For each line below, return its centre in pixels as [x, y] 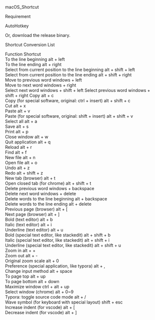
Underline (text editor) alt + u [34, 230]
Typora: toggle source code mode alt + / [46, 297]
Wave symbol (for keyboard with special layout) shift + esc [64, 302]
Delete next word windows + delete [41, 194]
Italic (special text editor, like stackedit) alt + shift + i [57, 240]
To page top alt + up [25, 276]
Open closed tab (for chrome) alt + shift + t [48, 183]
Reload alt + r [19, 147]
